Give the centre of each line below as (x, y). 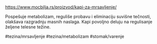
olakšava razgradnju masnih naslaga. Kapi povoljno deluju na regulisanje (79, 22)
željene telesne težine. (28, 27)
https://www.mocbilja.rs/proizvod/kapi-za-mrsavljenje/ (61, 7)
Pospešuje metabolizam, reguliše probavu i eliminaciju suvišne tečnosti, (78, 16)
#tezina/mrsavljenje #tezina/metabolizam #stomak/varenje (65, 36)
